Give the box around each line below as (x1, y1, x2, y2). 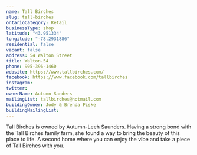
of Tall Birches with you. (6, 142, 65, 149)
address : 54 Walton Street (6, 52, 73, 58)
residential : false (6, 42, 54, 48)
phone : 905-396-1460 (6, 63, 57, 70)
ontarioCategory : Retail (6, 19, 67, 25)
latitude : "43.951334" (6, 31, 62, 37)
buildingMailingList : (6, 107, 60, 113)
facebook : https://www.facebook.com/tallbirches (6, 74, 128, 80)
